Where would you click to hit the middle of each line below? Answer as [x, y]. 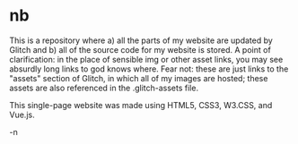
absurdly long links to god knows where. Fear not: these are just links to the [149, 69]
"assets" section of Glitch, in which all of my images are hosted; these [139, 78]
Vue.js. [22, 114]
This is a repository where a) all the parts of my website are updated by [141, 40]
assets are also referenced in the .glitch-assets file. [104, 88]
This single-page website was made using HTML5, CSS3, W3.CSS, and [141, 105]
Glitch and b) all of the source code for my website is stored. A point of [140, 49]
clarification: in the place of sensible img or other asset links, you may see [146, 59]
